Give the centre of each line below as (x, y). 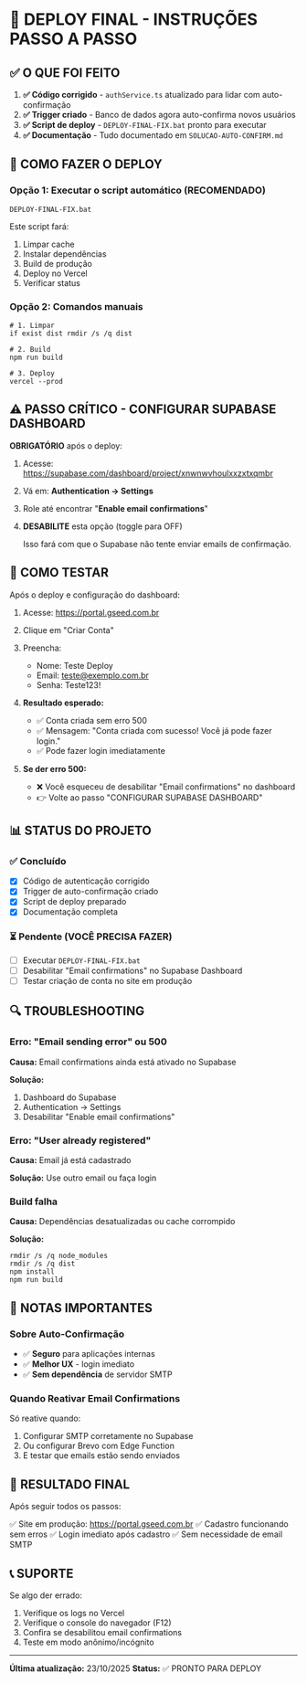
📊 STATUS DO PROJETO (81, 831)
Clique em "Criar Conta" (68, 630)
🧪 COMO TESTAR (59, 572)
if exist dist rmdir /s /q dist (71, 333)
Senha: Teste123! (69, 684)
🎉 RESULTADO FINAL (70, 1484)
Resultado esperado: (63, 703)
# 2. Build (30, 349)
